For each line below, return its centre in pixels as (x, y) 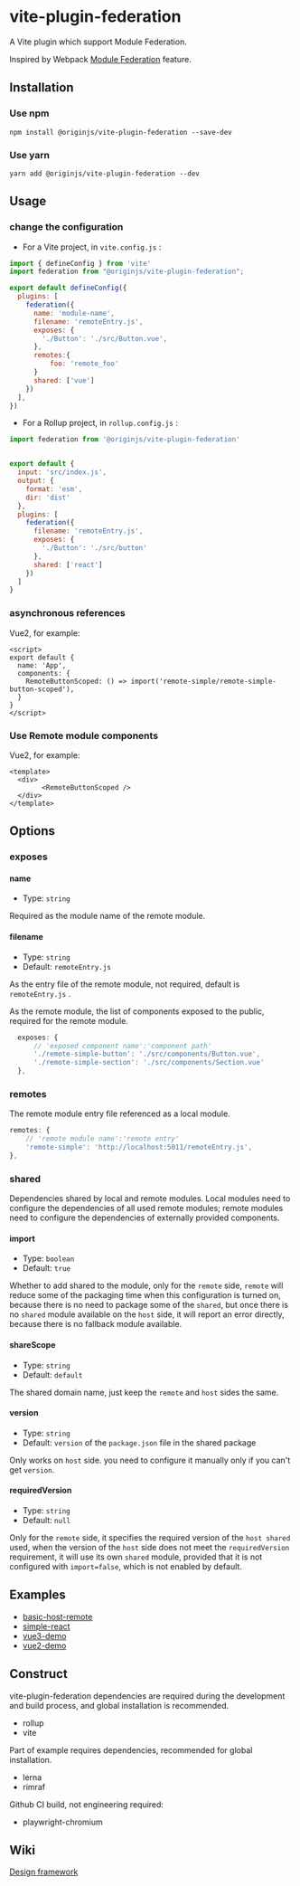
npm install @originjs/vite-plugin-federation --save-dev (121, 132)
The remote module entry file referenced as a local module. (120, 1114)
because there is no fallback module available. (96, 1324)
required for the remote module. (69, 1020)
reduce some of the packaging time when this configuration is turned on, (145, 1295)
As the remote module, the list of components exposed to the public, (137, 1011)
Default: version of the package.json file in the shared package (139, 1442)
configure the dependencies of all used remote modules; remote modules (146, 1208)
